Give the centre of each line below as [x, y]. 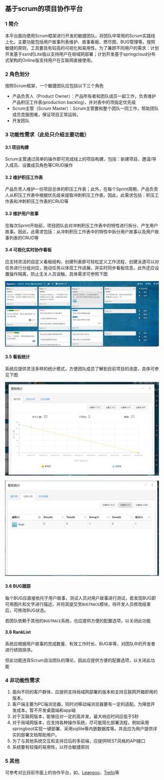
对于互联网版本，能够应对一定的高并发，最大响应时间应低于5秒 [75, 716]
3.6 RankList [18, 632]
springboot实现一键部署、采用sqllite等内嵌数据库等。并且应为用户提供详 [85, 729]
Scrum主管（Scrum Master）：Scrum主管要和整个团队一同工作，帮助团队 [85, 108]
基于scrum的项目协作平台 [44, 9]
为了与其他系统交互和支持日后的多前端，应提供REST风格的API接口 [79, 741]
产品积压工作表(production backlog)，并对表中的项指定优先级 [74, 102]
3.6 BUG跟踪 [18, 586]
